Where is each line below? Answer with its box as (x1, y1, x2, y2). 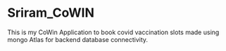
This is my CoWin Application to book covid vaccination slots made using (7, 28, 220, 36)
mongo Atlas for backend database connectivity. (7, 35, 149, 43)
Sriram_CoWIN (7, 5, 95, 21)
